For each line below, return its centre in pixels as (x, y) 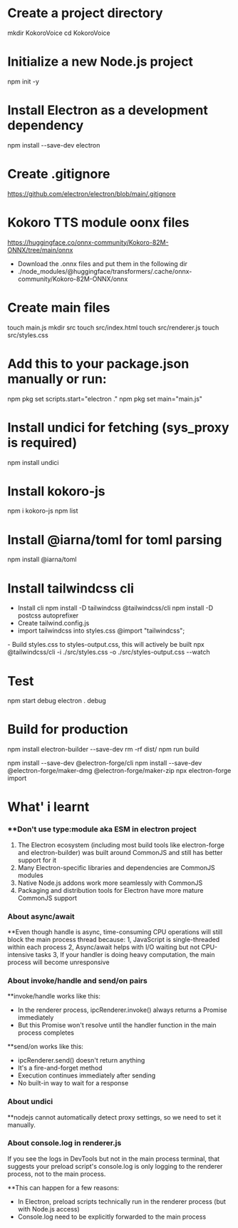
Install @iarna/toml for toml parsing (115, 539)
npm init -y (23, 81)
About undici (30, 1102)
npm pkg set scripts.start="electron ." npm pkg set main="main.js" (105, 399)
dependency (46, 126)
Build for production (68, 730)
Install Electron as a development (108, 110)
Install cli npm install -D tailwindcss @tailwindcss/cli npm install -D (115, 608)
